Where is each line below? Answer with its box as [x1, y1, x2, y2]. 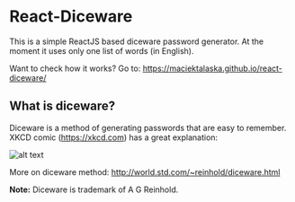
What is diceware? [9, 99, 115, 114]
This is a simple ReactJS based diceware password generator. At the [9, 36, 264, 47]
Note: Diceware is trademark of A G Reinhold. [9, 184, 179, 195]
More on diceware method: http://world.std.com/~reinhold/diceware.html [9, 166, 281, 177]
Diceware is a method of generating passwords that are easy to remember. [9, 122, 287, 133]
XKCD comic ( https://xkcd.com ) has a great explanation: [9, 132, 219, 143]
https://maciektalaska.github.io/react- [142, 63, 283, 74]
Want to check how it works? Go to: [9, 63, 141, 74]
